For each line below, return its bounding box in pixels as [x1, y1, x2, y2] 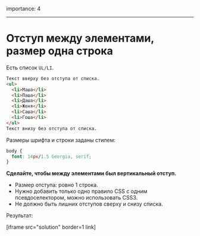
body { [6, 148, 23, 154]
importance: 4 [6, 5, 41, 12]
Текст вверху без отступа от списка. [6, 75, 100, 81]
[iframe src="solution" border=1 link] [6, 223, 96, 231]
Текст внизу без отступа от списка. [6, 125, 97, 131]
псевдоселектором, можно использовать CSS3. [14, 194, 138, 201]
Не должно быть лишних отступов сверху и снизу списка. [14, 200, 163, 208]
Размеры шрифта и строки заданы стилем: [6, 136, 116, 143]
